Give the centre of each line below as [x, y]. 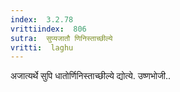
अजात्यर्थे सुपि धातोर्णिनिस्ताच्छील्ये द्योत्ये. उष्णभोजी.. [91, 76]
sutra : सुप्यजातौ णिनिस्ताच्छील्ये [61, 38]
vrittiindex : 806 [48, 29]
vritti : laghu [42, 47]
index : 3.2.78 [42, 19]
